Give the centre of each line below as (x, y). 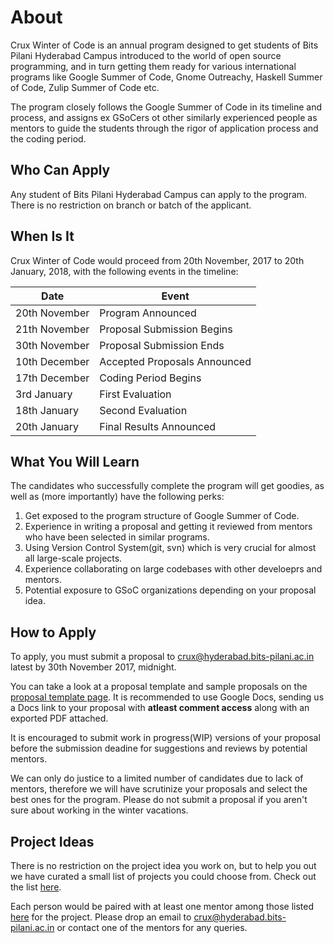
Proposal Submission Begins (166, 329)
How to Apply (53, 632)
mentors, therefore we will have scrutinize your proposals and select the (159, 789)
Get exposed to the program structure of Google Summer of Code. (162, 516)
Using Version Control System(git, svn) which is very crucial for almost (170, 548)
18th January (47, 410)
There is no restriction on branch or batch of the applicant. (131, 205)
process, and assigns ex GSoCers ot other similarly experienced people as (164, 117)
